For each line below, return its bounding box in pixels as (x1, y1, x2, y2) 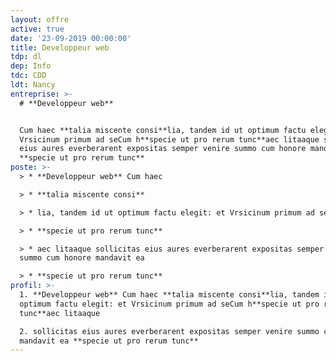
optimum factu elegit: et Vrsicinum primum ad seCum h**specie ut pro (19, 299, 320, 309)
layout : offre (10, 14, 70, 25)
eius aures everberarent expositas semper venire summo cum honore (19, 144, 307, 154)
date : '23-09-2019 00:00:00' (10, 33, 132, 43)
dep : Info (10, 61, 52, 71)
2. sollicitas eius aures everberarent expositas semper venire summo (19, 326, 320, 336)
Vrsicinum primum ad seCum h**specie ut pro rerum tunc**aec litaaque (19, 134, 320, 145)
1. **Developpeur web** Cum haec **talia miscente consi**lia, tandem (19, 290, 320, 300)
